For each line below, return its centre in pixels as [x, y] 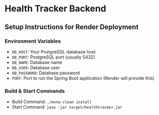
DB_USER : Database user [36, 67]
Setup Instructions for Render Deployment [72, 27]
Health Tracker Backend [55, 9]
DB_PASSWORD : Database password [46, 73]
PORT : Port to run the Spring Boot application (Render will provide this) [83, 78]
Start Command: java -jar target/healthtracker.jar [67, 107]
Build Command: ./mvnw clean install [52, 102]
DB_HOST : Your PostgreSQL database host [54, 52]
